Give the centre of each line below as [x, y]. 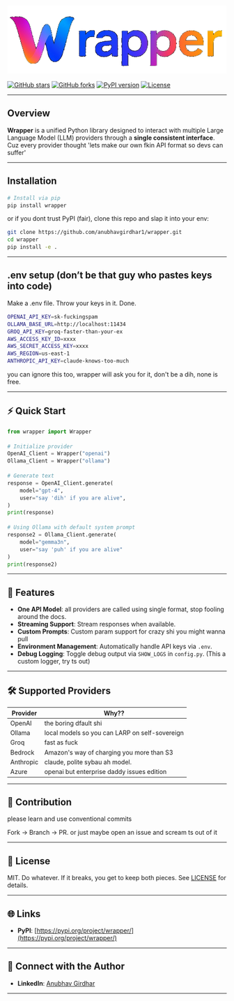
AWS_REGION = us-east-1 [39, 354]
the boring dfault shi [73, 723]
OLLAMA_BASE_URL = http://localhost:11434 [67, 324]
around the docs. [42, 617]
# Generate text [31, 476]
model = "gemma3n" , [45, 542]
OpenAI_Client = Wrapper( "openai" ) [59, 454]
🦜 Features [31, 592]
